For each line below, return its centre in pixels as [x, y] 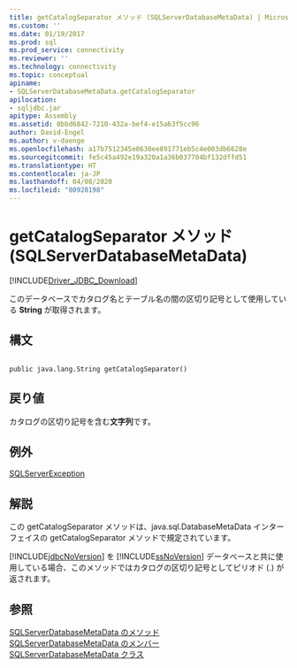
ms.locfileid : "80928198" [57, 190]
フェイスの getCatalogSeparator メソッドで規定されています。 [122, 538]
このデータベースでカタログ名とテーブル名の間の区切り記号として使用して [144, 298]
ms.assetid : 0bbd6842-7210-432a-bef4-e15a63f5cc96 [104, 125]
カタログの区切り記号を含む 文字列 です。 [83, 421]
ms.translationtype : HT [53, 165]
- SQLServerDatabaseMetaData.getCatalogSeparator [103, 91]
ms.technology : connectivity [63, 67]
